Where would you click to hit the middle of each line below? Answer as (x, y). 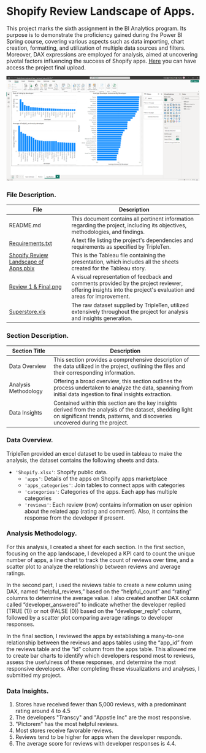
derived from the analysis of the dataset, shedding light (123, 409)
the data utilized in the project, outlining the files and (119, 366)
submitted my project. (34, 675)
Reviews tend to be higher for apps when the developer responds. (99, 737)
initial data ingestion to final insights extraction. (113, 394)
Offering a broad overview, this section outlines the (118, 381)
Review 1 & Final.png (36, 286)
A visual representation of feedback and (122, 277)
